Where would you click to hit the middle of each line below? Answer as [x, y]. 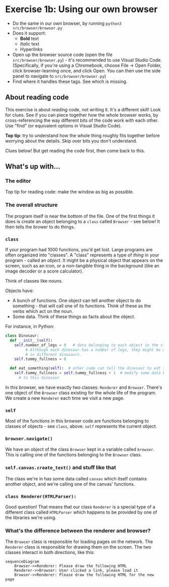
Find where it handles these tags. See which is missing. [70, 81]
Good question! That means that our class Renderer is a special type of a [80, 507]
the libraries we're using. [31, 518]
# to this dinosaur [39, 378]
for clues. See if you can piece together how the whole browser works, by [82, 115]
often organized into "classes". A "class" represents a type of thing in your [82, 255]
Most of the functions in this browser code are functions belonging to [77, 421]
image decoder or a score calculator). [44, 271]
